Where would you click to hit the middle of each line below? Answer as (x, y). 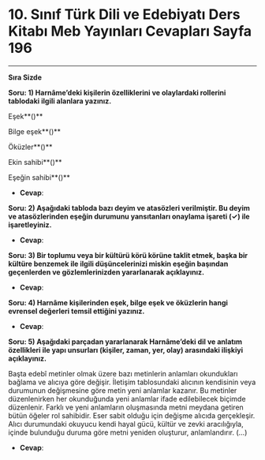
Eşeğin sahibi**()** (39, 177)
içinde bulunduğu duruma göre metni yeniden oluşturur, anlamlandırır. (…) (128, 432)
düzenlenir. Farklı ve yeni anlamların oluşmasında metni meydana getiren (126, 407)
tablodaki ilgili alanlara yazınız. (60, 101)
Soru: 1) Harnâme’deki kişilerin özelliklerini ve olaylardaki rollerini (117, 92)
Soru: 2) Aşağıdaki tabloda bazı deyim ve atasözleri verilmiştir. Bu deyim (129, 208)
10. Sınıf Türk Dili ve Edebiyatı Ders (124, 15)
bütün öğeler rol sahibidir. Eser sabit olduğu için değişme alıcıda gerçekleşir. (132, 415)
